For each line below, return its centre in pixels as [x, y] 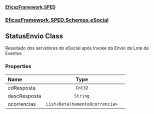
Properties [18, 66]
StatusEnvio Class [34, 36]
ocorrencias [22, 104]
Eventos [13, 53]
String [82, 96]
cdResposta [22, 87]
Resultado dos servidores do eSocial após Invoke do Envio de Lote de [77, 48]
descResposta [24, 96]
